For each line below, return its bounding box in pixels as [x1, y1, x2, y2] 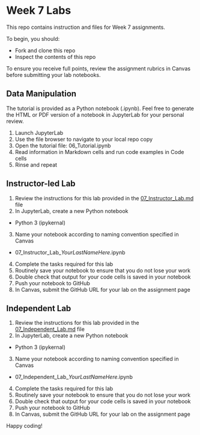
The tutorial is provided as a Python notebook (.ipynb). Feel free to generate [6, 105, 194, 112]
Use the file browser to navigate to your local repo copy [14, 135, 153, 143]
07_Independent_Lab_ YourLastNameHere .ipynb [14, 374, 133, 381]
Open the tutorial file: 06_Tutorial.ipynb [14, 142, 111, 149]
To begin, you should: [6, 35, 60, 42]
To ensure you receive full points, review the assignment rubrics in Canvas [6, 64, 191, 72]
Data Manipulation [6, 88, 77, 99]
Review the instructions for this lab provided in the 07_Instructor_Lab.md [14, 194, 194, 202]
